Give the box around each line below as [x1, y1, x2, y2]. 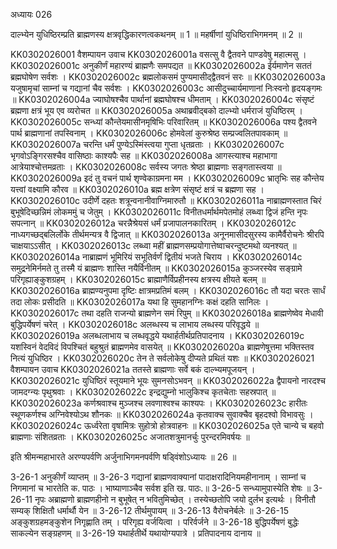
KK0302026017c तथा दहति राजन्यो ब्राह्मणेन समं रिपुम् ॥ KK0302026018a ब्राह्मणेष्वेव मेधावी [10, 307, 324, 319]
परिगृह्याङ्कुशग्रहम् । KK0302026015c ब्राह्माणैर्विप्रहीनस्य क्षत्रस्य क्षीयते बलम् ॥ [10, 274, 267, 285]
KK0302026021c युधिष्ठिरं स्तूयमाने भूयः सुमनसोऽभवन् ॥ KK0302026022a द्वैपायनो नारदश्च [10, 375, 326, 386]
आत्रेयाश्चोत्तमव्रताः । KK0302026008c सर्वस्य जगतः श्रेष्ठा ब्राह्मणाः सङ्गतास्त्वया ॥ [10, 161, 282, 173]
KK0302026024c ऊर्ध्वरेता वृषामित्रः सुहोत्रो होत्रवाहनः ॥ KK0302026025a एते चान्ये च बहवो [10, 420, 325, 431]
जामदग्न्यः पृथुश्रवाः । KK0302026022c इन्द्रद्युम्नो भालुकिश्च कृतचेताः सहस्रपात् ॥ [10, 386, 277, 398]
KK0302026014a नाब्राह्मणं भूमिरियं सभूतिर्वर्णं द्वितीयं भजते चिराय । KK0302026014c [10, 251, 303, 263]
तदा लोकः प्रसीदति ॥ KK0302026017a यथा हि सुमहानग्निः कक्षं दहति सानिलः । [10, 296, 270, 308]
